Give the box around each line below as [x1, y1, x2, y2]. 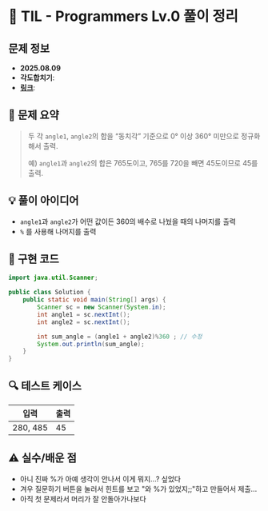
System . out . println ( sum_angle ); [37, 340, 146, 348]
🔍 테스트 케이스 [8, 379, 82, 393]
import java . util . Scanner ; [8, 273, 98, 282]
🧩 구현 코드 [8, 253, 60, 266]
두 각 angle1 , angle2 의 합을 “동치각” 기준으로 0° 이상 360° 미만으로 [27, 131, 240, 141]
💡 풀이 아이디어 [8, 194, 79, 208]
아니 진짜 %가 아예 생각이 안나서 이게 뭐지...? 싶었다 [19, 473, 182, 484]
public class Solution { [8, 289, 91, 297]
